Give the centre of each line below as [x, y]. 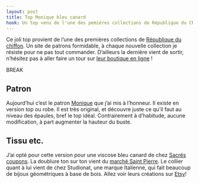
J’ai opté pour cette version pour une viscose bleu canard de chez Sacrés [96, 155]
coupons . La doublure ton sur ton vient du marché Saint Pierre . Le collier [95, 161]
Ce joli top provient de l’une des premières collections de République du [94, 40]
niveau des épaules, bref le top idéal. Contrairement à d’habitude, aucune [96, 116]
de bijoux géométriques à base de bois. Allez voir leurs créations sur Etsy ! [97, 174]
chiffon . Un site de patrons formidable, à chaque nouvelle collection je [92, 46]
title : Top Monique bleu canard [46, 17]
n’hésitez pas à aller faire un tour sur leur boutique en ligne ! [79, 59]
